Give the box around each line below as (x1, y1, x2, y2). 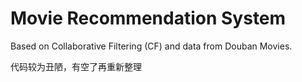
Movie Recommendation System (10, 7, 287, 30)
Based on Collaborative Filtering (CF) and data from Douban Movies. (10, 40, 293, 52)
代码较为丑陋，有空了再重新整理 (10, 60, 142, 72)
